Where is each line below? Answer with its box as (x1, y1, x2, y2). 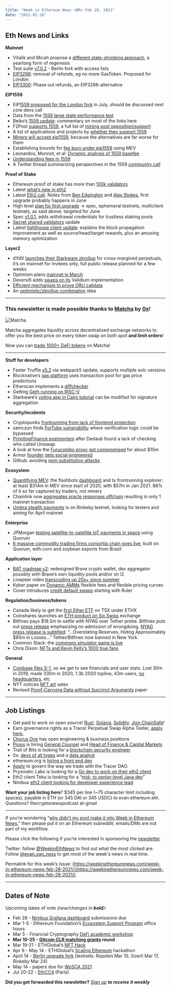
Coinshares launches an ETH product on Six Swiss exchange (12, 612, 141, 618)
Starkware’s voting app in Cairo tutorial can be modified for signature (12, 394, 158, 400)
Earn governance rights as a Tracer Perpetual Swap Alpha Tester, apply (12, 725, 163, 731)
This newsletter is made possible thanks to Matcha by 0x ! (5, 305, 151, 312)
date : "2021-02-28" (5, 12, 47, 17)
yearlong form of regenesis (12, 60, 70, 66)
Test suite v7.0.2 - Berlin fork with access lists (12, 65, 109, 72)
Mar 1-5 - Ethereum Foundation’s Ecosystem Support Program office (12, 920, 156, 927)
